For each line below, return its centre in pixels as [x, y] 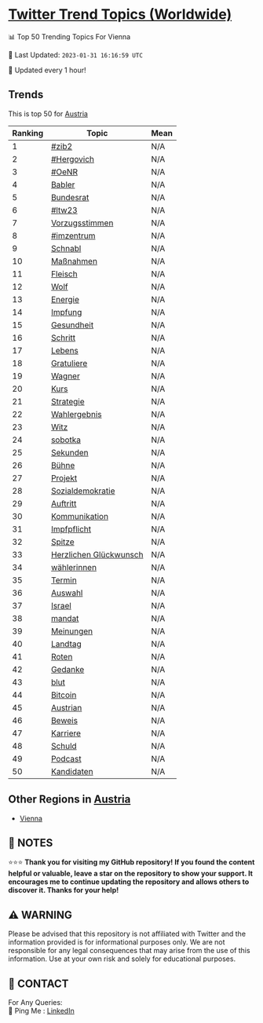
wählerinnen [73, 567]
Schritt [63, 338]
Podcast [66, 758]
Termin [64, 580]
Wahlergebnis [76, 414]
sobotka [66, 440]
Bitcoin [64, 695]
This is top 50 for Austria [48, 113]
